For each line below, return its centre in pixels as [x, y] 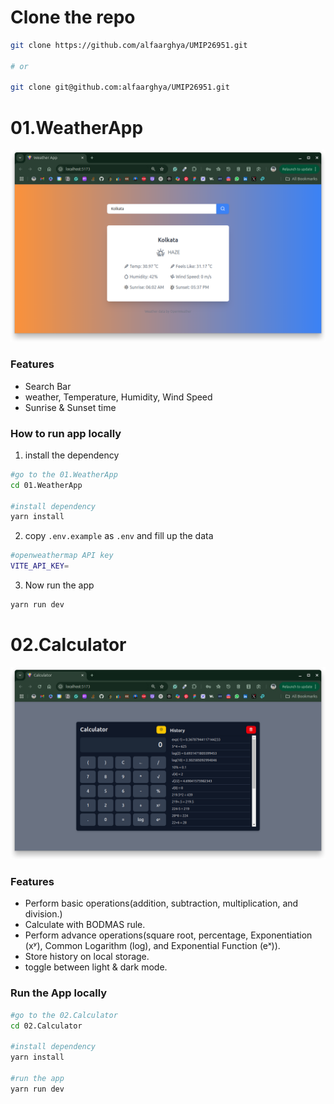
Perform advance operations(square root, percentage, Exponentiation [168, 935]
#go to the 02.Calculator [64, 1015]
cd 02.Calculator [46, 1026]
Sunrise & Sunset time [70, 407]
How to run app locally [66, 433]
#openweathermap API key [62, 556]
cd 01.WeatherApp [46, 485]
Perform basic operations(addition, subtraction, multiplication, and [161, 903]
